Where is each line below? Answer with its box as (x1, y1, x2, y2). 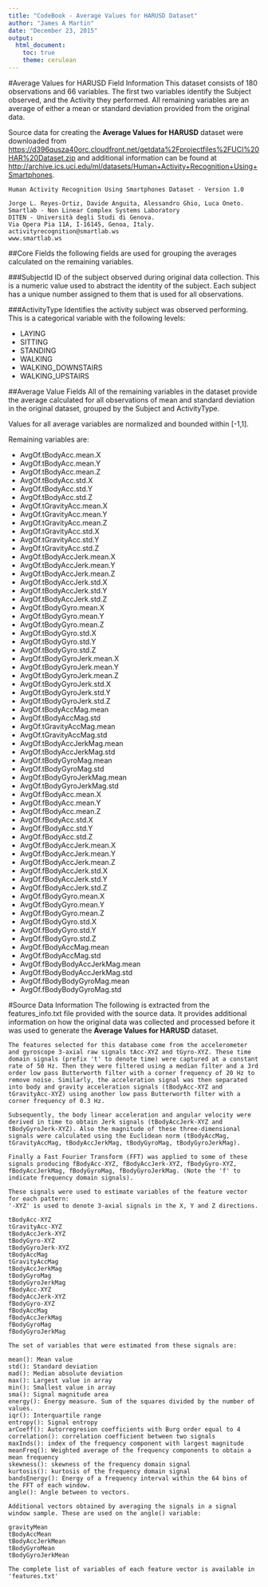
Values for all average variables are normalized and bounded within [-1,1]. (8, 419, 249, 428)
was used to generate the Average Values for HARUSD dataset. (8, 1026, 219, 1035)
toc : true (22, 49, 56, 57)
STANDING (19, 345, 57, 355)
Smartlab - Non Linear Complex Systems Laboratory (8, 206, 180, 214)
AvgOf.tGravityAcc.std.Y (19, 534, 100, 544)
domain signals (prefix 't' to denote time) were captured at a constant (8, 1055, 259, 1063)
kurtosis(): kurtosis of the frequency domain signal (8, 1467, 191, 1475)
